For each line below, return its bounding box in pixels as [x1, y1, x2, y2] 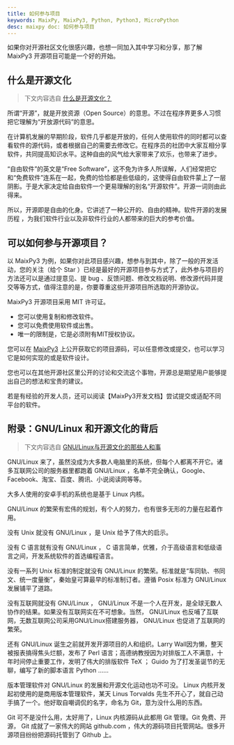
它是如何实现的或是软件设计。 [7, 354, 93, 361]
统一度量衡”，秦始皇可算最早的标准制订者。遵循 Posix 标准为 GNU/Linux [19, 575, 226, 583]
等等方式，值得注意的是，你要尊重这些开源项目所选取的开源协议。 [13, 283, 203, 291]
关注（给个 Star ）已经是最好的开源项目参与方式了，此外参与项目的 [31, 266, 224, 273]
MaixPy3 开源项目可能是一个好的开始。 [7, 52, 120, 60]
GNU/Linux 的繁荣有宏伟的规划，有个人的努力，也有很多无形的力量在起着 [7, 504, 217, 513]
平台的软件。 [7, 400, 44, 409]
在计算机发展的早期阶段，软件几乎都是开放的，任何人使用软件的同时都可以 [7, 133, 221, 141]
